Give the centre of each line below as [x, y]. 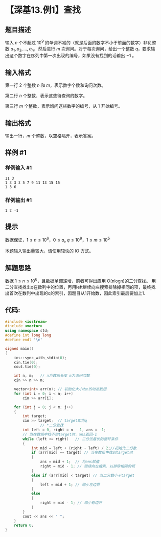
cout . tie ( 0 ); [27, 367]
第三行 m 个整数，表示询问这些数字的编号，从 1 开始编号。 [64, 106]
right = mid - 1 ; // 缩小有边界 [71, 503]
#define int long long [28, 335]
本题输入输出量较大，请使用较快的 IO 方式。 [49, 251]
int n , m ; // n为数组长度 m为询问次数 [52, 376]
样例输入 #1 [18, 168]
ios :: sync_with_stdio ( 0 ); [40, 358]
